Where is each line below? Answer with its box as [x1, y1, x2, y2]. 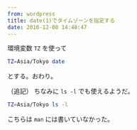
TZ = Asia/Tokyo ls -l [7, 101, 69, 109]
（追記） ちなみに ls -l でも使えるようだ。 [7, 87, 134, 96]
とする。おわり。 [7, 72, 57, 80]
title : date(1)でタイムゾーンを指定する [7, 17, 116, 24]
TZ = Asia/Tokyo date [7, 58, 65, 65]
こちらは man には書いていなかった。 [7, 115, 114, 124]
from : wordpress [7, 10, 55, 18]
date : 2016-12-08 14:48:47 [7, 23, 87, 31]
